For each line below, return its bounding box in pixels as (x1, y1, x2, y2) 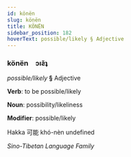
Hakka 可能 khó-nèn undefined (7, 128, 95, 136)
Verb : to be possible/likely (7, 87, 82, 96)
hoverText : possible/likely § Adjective (7, 36, 125, 43)
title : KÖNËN (7, 23, 45, 30)
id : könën (7, 10, 36, 17)
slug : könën (7, 17, 41, 23)
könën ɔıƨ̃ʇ (7, 59, 48, 68)
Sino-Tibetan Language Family (7, 142, 95, 150)
